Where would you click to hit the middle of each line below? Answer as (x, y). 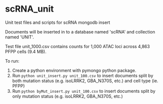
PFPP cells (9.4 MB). (26, 52)
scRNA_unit (29, 9)
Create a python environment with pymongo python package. (74, 70)
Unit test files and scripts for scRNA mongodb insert (58, 22)
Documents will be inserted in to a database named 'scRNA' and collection (80, 32)
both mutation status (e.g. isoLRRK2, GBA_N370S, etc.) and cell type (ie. (85, 81)
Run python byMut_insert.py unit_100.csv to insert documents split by (84, 91)
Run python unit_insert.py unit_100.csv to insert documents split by (82, 75)
